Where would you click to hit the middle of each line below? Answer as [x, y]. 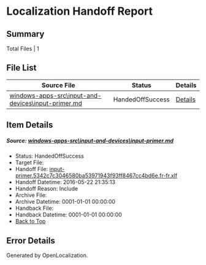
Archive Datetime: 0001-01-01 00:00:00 [65, 202]
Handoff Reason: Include [47, 189]
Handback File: [34, 208]
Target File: [29, 163]
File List [21, 68]
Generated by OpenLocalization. [47, 255]
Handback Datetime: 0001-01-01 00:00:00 [69, 215]
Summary [25, 34]
